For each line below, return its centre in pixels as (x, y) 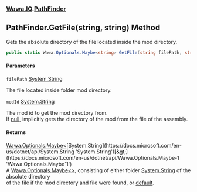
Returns (16, 132)
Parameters (21, 66)
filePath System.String (34, 78)
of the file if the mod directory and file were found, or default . (80, 183)
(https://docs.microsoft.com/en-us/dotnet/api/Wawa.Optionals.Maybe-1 (93, 158)
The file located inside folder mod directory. (59, 90)
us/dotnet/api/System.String (40, 152)
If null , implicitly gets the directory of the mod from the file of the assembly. (97, 119)
